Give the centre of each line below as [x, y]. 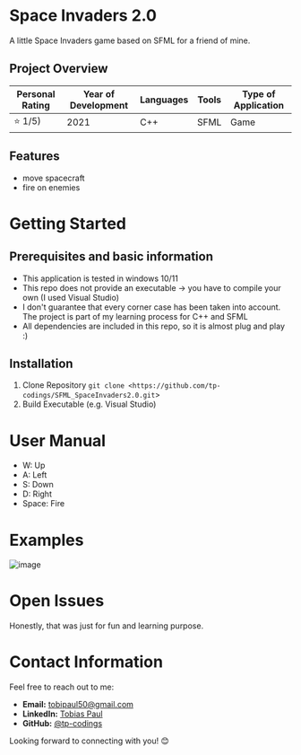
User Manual [57, 440]
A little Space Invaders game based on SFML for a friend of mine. [130, 40]
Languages [164, 100]
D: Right [37, 494]
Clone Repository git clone [73, 385]
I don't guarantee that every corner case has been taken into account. [151, 307]
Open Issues [57, 601]
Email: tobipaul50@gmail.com [78, 705]
